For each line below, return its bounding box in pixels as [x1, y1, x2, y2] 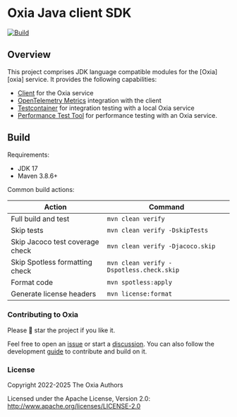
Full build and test [11, 214, 70, 224]
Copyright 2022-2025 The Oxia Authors [7, 381, 123, 389]
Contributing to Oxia [7, 310, 79, 320]
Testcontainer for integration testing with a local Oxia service [17, 104, 195, 112]
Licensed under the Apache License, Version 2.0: [7, 394, 150, 403]
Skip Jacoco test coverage [11, 236, 99, 246]
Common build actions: [7, 185, 75, 193]
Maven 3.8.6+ [17, 171, 59, 180]
